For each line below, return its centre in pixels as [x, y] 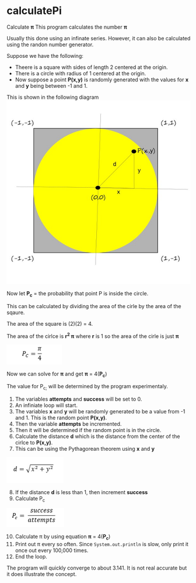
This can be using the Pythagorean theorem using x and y [85, 449]
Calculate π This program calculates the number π [67, 27]
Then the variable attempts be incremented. [68, 424]
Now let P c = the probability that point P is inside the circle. [78, 294]
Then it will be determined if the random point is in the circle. [88, 430]
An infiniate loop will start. [46, 405]
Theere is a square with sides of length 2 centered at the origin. [91, 67]
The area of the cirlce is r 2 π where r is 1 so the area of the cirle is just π [93, 336]
